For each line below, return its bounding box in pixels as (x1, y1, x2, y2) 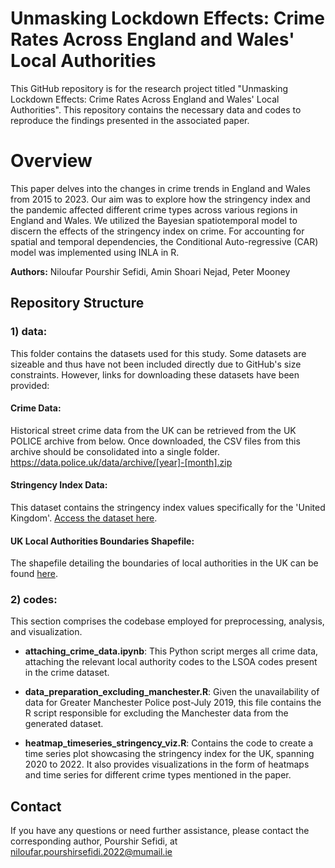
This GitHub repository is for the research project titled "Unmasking (10, 82, 289, 94)
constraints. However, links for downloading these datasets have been (10, 368, 300, 381)
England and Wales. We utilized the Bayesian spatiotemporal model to (10, 214, 298, 226)
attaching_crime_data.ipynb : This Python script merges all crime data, (24, 645, 319, 657)
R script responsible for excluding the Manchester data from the (24, 707, 289, 719)
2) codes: (10, 593, 58, 607)
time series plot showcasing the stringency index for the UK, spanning (24, 748, 315, 760)
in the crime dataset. (24, 667, 110, 679)
